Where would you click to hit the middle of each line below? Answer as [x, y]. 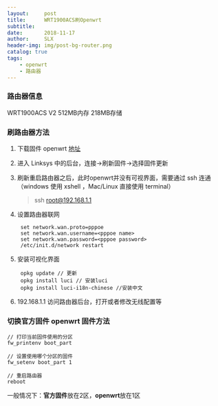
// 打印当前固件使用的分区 [40, 337]
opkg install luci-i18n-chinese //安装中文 [81, 288]
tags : [15, 58]
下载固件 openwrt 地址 [49, 149]
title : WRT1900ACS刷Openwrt [54, 20]
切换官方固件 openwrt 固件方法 [58, 321]
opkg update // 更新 [49, 274]
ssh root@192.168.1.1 [63, 200]
